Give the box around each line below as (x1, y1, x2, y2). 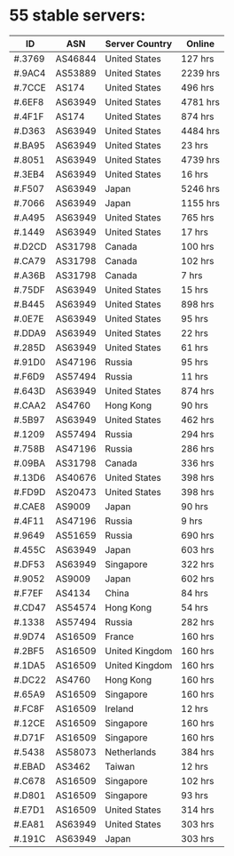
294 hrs (181, 428, 214, 440)
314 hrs (181, 804, 214, 816)
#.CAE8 (13, 500, 46, 512)
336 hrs (181, 457, 214, 469)
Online (185, 37, 215, 50)
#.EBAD (13, 760, 46, 772)
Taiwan (105, 760, 136, 772)
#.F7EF (13, 587, 44, 599)
